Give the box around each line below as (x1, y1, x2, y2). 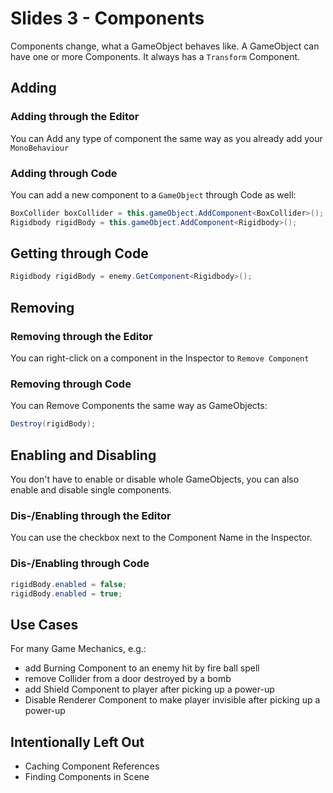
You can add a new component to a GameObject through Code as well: (10, 188, 297, 201)
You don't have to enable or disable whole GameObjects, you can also (10, 473, 300, 486)
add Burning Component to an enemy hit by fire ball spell (24, 662, 260, 674)
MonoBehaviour (10, 143, 70, 153)
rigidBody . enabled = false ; (10, 579, 128, 589)
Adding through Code (10, 166, 118, 180)
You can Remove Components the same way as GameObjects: (10, 400, 268, 412)
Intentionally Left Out (10, 733, 145, 751)
